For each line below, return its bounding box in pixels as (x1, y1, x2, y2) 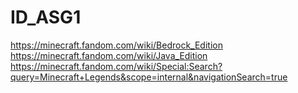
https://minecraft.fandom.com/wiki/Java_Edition (10, 49, 208, 61)
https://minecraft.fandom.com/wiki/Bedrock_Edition (10, 39, 223, 51)
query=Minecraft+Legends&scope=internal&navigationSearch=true (10, 71, 288, 83)
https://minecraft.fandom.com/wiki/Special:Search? (10, 60, 223, 72)
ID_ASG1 (10, 6, 82, 29)
